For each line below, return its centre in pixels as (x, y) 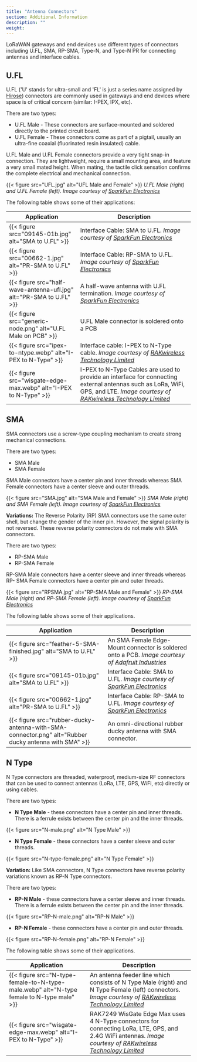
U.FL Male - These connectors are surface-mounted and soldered (94, 125)
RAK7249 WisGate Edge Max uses (138, 1013)
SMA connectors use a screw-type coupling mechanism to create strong (94, 434)
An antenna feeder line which (130, 975)
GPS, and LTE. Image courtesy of (125, 392)
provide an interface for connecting (129, 377)
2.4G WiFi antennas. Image (127, 1036)
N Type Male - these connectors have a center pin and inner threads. (98, 812)
